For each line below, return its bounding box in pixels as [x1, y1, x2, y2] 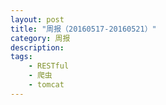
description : [10, 42, 65, 53]
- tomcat [28, 80, 65, 90]
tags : [10, 52, 33, 62]
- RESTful [28, 61, 70, 71]
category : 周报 [10, 33, 71, 43]
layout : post [10, 14, 65, 25]
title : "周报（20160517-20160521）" [10, 24, 157, 34]
